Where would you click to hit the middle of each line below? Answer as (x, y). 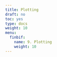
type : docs (16, 24)
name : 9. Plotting (33, 42)
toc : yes (14, 19)
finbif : (18, 38)
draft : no (15, 14)
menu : (11, 33)
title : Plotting (22, 10)
